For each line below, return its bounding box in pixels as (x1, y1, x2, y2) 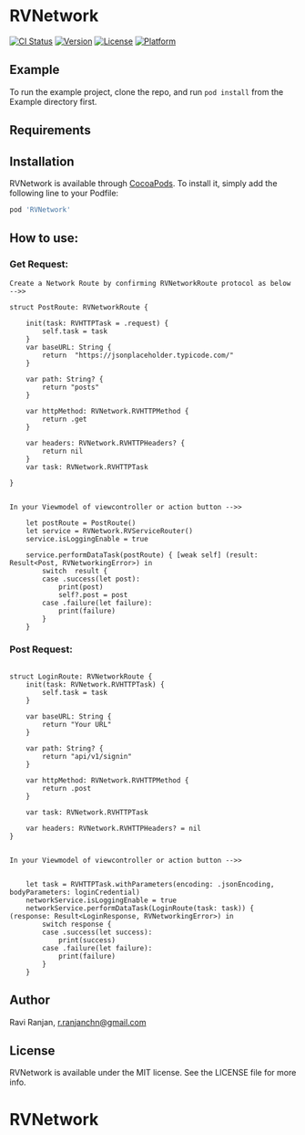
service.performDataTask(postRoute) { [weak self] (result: (25, 550, 259, 560)
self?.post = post (57, 590, 128, 599)
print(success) (57, 935, 117, 945)
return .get (42, 415, 88, 424)
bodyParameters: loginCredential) (9, 888, 141, 897)
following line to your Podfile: (9, 187, 119, 198)
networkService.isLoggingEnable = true (25, 896, 178, 905)
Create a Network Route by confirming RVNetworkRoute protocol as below (9, 278, 291, 288)
